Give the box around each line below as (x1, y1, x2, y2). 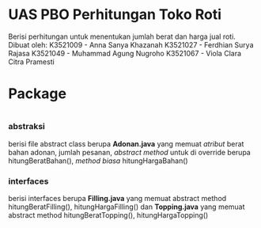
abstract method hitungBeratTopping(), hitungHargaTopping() (8, 210, 209, 219)
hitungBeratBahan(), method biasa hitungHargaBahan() (8, 156, 188, 165)
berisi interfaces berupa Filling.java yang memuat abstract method (8, 193, 227, 203)
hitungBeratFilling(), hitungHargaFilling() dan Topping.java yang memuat (8, 202, 245, 211)
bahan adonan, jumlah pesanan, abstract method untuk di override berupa (8, 147, 251, 157)
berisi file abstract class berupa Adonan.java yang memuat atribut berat (8, 139, 244, 148)
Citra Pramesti (8, 57, 55, 66)
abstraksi (8, 121, 45, 132)
